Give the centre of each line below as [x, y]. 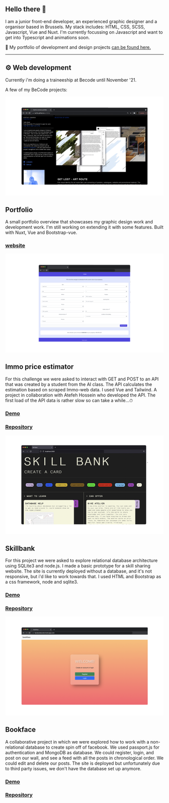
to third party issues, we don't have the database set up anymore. [73, 768]
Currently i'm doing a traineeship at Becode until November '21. [71, 80]
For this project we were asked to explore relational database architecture [81, 560]
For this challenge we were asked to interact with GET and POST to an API [82, 379]
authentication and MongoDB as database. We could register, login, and [80, 752]
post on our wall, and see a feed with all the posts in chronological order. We [84, 758]
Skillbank [20, 548]
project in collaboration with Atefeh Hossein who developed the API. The [80, 395]
